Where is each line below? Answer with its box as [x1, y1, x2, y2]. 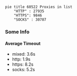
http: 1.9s [12, 56, 31, 62]
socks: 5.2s [12, 67, 35, 73]
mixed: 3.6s [12, 51, 35, 57]
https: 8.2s [12, 61, 34, 67]
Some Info [5, 28, 30, 35]
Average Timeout [5, 40, 41, 46]
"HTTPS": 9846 [14, 13, 42, 18]
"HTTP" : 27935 [14, 9, 45, 14]
